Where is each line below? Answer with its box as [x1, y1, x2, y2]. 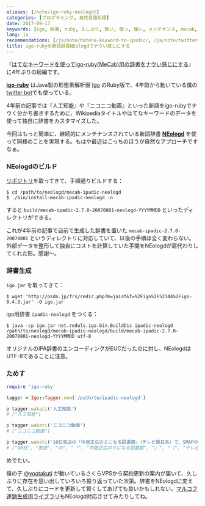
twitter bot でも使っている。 [6, 89, 75, 96]
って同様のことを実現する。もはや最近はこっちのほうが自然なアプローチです [6, 137, 198, 145]
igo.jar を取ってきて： [6, 282, 64, 289]
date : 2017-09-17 [6, 20, 51, 26]
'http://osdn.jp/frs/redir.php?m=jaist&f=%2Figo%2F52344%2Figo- [25, 294, 192, 300]
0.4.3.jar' [6, 299, 34, 306]
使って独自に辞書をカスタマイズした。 [6, 117, 103, 124]
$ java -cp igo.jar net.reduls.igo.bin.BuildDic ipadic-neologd [6, 323, 173, 329]
